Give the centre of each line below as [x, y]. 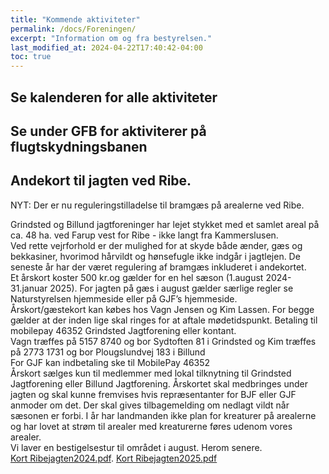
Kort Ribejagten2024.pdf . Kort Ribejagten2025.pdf [114, 458]
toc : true [31, 57]
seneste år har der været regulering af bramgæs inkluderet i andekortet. [158, 267]
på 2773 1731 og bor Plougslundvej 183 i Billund [108, 352]
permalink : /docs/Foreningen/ [73, 29]
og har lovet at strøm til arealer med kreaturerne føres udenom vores [151, 426]
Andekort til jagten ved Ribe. [101, 181]
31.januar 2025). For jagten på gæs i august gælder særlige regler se [152, 288]
